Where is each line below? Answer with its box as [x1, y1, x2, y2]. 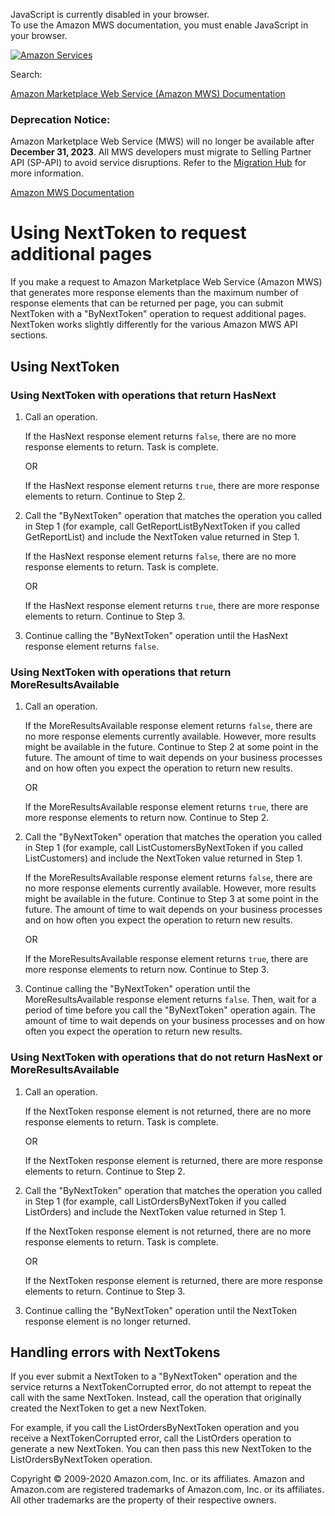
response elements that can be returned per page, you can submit [10, 297, 284, 309]
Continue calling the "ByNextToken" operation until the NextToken [24, 1304, 298, 1316]
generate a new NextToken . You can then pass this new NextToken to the [10, 1443, 312, 1455]
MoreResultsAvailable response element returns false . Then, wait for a [24, 994, 317, 1006]
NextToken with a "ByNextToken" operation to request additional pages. [10, 308, 307, 320]
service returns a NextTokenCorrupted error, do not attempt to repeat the [10, 1381, 312, 1393]
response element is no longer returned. [24, 1315, 191, 1327]
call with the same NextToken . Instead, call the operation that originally [10, 1392, 302, 1404]
